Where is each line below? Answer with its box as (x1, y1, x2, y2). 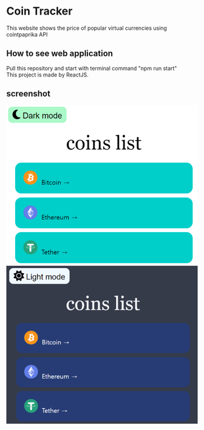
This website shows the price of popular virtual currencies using (6, 24, 167, 32)
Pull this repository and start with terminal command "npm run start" (6, 64, 177, 72)
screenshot (6, 89, 50, 99)
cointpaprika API (6, 30, 48, 38)
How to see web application (6, 49, 114, 59)
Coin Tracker (6, 4, 73, 18)
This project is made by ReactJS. (6, 71, 89, 78)
